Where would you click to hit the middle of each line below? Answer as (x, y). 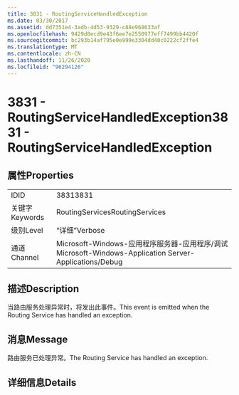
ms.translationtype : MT (43, 47)
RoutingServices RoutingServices (111, 212)
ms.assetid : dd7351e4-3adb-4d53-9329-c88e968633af (84, 27)
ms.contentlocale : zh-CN (44, 54)
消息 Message (38, 339)
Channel (25, 257)
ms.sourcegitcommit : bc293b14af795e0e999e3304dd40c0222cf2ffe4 (103, 41)
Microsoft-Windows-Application (111, 253)
